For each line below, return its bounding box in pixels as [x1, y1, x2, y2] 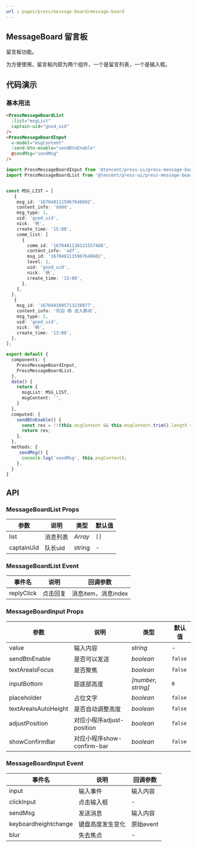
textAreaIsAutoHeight [9, 704, 69, 713]
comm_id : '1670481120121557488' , [27, 242, 109, 248]
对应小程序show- [74, 734, 122, 743]
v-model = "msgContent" [11, 140, 64, 146]
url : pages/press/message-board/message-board [6, 8, 125, 15]
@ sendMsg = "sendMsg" [11, 151, 59, 157]
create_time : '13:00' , [16, 330, 72, 336]
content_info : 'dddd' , [16, 204, 72, 210]
